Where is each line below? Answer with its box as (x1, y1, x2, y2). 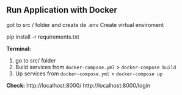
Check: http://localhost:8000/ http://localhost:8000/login (6, 82, 151, 89)
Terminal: (6, 45, 32, 52)
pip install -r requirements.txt (6, 33, 79, 40)
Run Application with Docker (6, 5, 118, 15)
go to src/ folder (15, 56, 56, 64)
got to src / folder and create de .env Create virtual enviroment (6, 21, 164, 28)
